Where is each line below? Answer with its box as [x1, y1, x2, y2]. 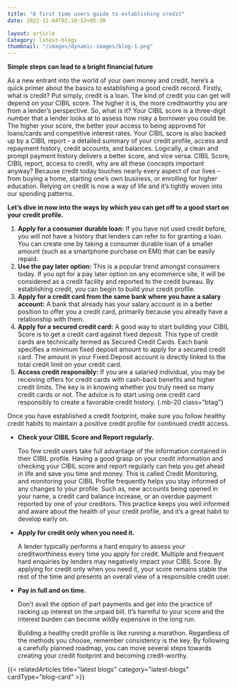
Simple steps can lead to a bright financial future [7, 62, 154, 71]
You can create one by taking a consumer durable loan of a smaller [17, 239, 214, 249]
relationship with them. [17, 315, 85, 324]
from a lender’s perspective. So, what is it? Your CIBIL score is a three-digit [7, 107, 226, 115]
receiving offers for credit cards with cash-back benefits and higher [17, 376, 216, 384]
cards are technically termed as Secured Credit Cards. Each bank [17, 338, 209, 346]
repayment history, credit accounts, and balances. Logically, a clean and [7, 144, 219, 153]
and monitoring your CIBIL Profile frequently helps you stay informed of [17, 477, 226, 486]
